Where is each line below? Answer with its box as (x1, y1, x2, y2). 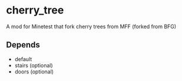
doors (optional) (14, 68, 54, 75)
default (14, 55, 32, 62)
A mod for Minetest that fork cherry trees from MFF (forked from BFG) (6, 23, 177, 30)
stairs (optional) (14, 62, 53, 69)
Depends (6, 40, 40, 50)
